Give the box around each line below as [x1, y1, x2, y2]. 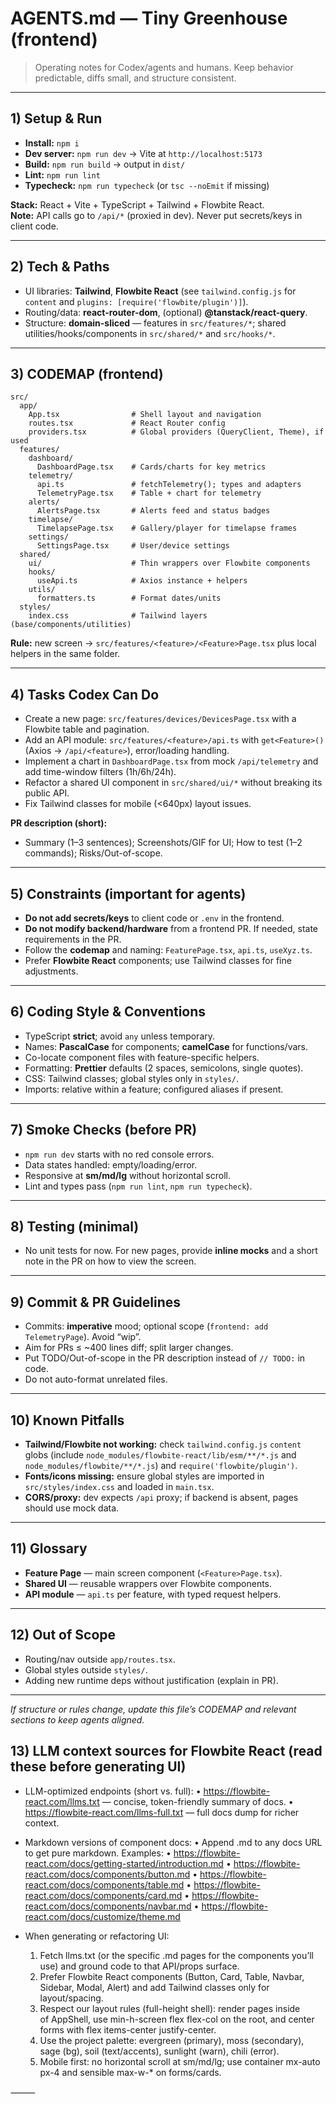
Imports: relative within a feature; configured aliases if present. [24, 1083, 284, 1095]
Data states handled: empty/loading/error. [24, 1158, 198, 1171]
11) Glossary [10, 1540, 88, 1557]
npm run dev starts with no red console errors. [24, 1148, 215, 1160]
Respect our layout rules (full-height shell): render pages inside [39, 2002, 301, 2014]
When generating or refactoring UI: [24, 1930, 170, 1942]
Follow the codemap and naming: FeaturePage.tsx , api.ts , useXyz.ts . [24, 944, 313, 956]
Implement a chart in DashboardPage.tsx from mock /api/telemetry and [24, 755, 319, 767]
